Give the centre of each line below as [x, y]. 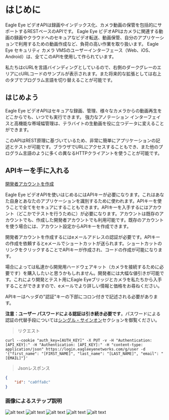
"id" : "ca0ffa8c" [33, 383]
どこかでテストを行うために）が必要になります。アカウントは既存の [89, 213]
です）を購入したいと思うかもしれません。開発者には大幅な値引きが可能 [84, 273]
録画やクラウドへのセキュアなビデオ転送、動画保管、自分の [76, 37]
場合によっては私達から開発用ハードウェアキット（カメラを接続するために [82, 266]
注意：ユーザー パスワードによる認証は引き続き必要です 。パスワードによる [83, 314]
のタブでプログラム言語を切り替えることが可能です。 [60, 80]
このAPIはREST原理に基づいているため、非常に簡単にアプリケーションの [81, 140]
